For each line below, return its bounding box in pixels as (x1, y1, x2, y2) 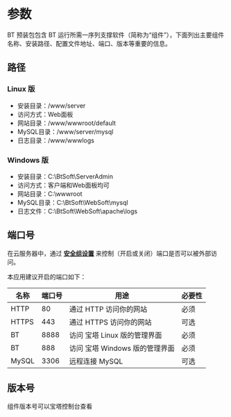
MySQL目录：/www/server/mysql (17, 127, 114, 136)
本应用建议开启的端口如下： (7, 272, 87, 281)
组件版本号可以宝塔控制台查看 (7, 402, 92, 410)
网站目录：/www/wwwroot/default (17, 119, 117, 127)
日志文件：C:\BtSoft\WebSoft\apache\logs (17, 206, 137, 215)
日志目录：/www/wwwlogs (17, 136, 95, 145)
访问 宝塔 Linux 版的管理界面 (69, 330, 162, 340)
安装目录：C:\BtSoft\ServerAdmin (17, 172, 113, 181)
